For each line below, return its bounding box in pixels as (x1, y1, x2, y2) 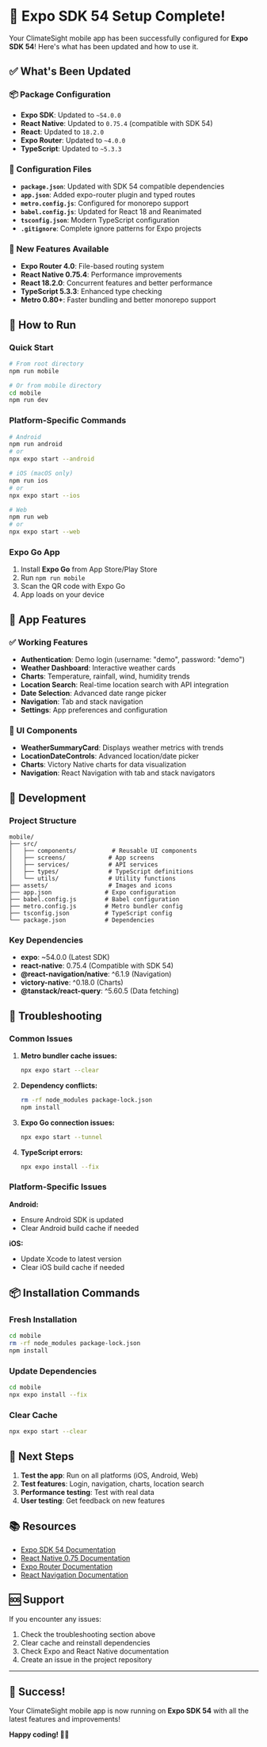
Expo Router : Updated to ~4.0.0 (20, 135, 126, 145)
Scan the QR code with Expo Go (20, 582, 126, 591)
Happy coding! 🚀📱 (9, 1730, 70, 1739)
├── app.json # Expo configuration (9, 889, 177, 896)
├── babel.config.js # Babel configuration (9, 896, 180, 904)
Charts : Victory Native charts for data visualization (20, 760, 187, 770)
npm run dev (9, 396, 48, 404)
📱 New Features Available (9, 243, 109, 254)
